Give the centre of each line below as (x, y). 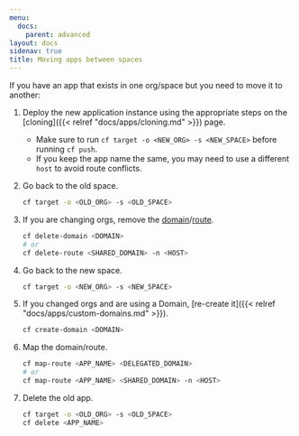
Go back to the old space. (70, 186)
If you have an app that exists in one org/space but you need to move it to (146, 85)
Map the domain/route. (65, 348)
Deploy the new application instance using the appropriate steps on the (155, 112)
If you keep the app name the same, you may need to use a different (163, 158)
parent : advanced (58, 34)
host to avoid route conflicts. (89, 168)
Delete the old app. (58, 397)
